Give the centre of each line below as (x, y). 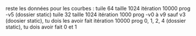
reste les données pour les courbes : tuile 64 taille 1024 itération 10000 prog (98, 8)
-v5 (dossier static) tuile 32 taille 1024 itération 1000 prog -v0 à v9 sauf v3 (96, 15)
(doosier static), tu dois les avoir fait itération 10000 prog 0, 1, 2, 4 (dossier (96, 21)
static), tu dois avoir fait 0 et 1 (41, 27)
